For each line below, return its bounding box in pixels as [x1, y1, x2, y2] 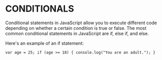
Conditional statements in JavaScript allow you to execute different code [5, 20, 157, 26]
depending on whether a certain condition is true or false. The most [5, 25, 147, 31]
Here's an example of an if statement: [5, 40, 84, 46]
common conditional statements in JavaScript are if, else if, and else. [5, 30, 149, 36]
